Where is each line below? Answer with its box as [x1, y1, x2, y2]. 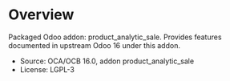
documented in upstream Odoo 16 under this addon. [8, 40, 180, 50]
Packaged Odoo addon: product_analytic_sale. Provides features [8, 32, 222, 42]
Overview [8, 6, 75, 24]
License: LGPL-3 [19, 64, 75, 74]
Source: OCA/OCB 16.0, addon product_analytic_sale [19, 56, 195, 66]
